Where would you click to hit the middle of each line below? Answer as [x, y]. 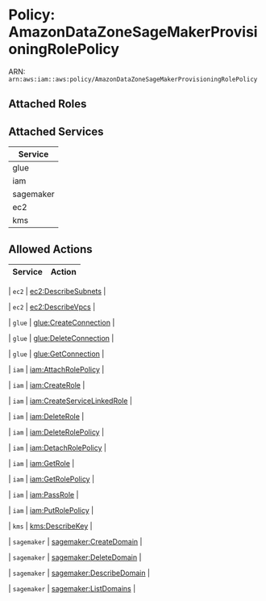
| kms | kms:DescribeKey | [50, 526]
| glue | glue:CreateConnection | [62, 322]
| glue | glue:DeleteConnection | [61, 338]
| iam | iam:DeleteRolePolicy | [56, 432]
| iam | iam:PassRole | [44, 494]
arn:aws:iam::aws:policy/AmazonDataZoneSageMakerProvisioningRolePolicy [133, 79]
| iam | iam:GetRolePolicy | [52, 479]
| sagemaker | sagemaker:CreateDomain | [75, 541]
